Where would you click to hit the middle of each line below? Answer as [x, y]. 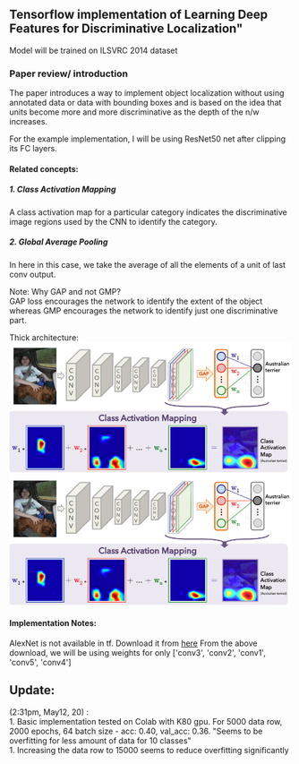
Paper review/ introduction [68, 73]
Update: [32, 690]
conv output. [33, 274]
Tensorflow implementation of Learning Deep [139, 15]
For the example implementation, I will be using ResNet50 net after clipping [148, 139]
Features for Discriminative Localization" [126, 29]
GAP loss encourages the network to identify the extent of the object [136, 301]
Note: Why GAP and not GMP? [65, 291]
